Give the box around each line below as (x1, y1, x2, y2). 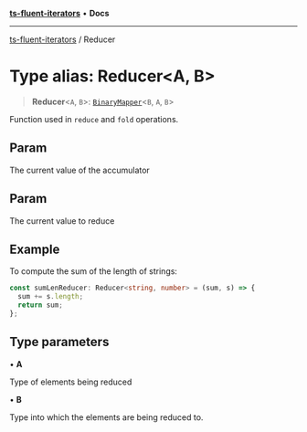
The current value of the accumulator (9, 164, 151, 175)
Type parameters (9, 334, 110, 350)
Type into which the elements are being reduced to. (9, 411, 204, 423)
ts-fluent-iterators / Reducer (9, 34, 116, 45)
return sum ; (17, 300, 64, 310)
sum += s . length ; (17, 292, 84, 301)
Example (9, 241, 60, 257)
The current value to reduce (9, 215, 115, 227)
